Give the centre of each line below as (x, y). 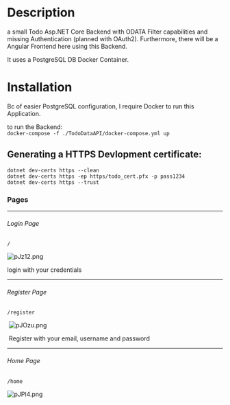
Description (41, 13)
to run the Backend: (35, 127)
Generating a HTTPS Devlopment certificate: (104, 155)
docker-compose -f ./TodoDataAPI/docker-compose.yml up (88, 133)
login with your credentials (44, 270)
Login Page (23, 223)
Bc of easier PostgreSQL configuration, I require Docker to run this (101, 106)
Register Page (27, 292)
